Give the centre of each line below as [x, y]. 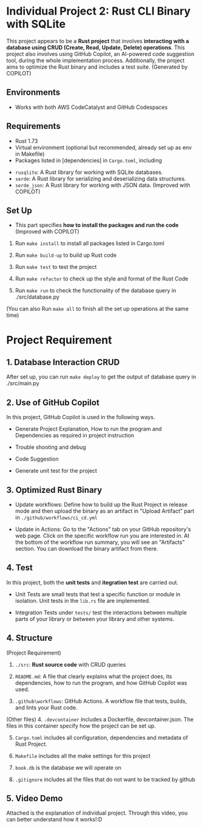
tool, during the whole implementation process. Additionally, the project [96, 60]
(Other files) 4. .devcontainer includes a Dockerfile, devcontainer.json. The [100, 719]
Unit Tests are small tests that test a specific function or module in [98, 594]
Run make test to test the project [56, 267]
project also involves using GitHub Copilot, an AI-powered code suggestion [100, 54]
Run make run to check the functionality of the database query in [96, 291]
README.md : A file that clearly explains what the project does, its [93, 676]
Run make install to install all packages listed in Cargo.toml [90, 243]
